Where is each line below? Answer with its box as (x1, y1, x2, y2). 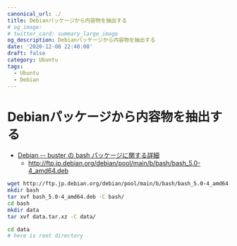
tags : (7, 63, 23, 70)
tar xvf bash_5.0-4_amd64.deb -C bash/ (7, 194, 125, 201)
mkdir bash (7, 187, 39, 194)
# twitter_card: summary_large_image (7, 30, 119, 37)
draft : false (7, 50, 46, 57)
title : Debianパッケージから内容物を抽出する (7, 17, 128, 24)
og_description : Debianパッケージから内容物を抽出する (7, 37, 156, 44)
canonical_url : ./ (7, 10, 61, 18)
